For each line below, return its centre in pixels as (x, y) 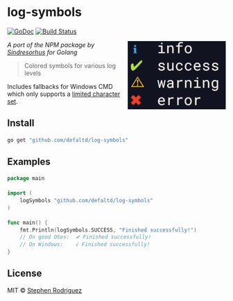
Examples (29, 162)
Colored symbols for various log (70, 65)
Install (21, 123)
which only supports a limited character (64, 94)
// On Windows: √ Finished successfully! (85, 245)
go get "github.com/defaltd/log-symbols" (68, 140)
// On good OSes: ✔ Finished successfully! (86, 237)
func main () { (28, 222)
